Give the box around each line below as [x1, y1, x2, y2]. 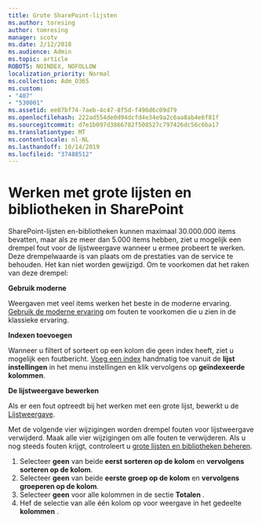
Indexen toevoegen [8, 330, 73, 340]
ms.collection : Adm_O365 [8, 77, 89, 85]
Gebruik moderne [8, 283, 67, 293]
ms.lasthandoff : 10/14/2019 [8, 143, 100, 151]
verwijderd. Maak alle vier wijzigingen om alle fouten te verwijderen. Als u [8, 433, 246, 443]
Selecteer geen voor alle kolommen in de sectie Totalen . [19, 490, 206, 499]
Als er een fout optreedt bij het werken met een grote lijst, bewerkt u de [8, 401, 239, 411]
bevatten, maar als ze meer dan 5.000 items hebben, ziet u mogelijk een [8, 235, 242, 244]
